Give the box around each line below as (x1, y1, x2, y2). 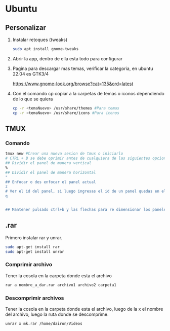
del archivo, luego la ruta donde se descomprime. (5, 311, 109, 317)
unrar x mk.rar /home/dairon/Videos (5, 321, 82, 326)
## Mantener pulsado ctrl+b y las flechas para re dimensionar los (5, 207, 151, 212)
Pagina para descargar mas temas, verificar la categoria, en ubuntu (12, 65, 153, 71)
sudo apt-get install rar (5, 244, 60, 249)
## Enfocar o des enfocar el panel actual (5, 179, 96, 185)
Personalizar (5, 23, 47, 32)
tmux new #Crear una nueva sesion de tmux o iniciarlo (5, 151, 123, 156)
